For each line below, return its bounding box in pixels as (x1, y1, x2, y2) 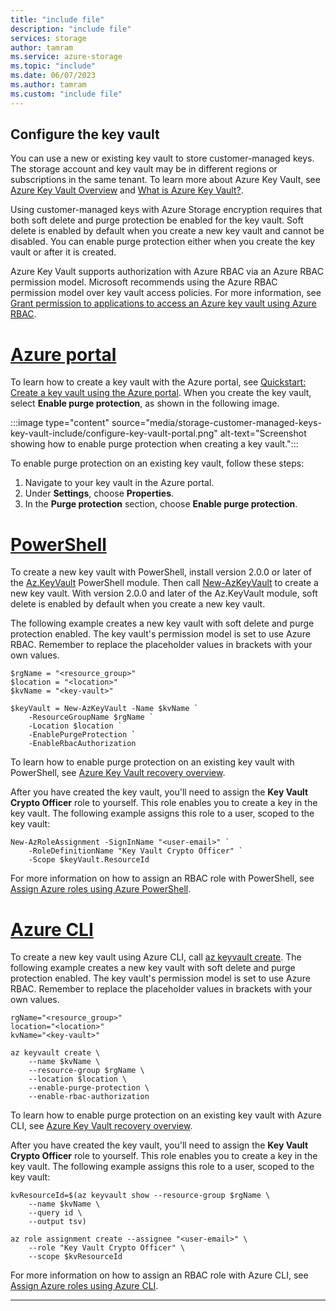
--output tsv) (28, 1217, 87, 1227)
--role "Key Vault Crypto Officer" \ (28, 1243, 186, 1253)
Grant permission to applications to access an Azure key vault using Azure (10, 297, 317, 310)
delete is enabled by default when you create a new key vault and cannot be (10, 225, 325, 237)
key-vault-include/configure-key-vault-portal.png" (10, 427, 218, 440)
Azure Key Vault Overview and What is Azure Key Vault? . (10, 184, 244, 196)
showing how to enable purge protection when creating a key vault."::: (10, 438, 299, 450)
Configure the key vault (10, 126, 160, 143)
